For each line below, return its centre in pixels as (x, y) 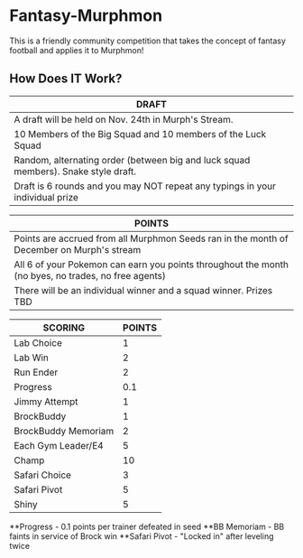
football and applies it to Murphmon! (77, 50)
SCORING (64, 328)
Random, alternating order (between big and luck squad (132, 160)
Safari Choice (43, 475)
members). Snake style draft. (75, 171)
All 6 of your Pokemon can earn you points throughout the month (151, 265)
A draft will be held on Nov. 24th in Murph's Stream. (124, 119)
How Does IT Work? (66, 79)
